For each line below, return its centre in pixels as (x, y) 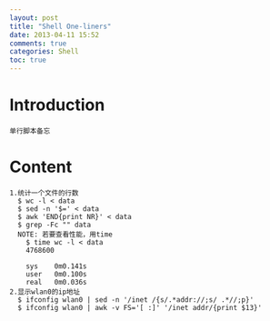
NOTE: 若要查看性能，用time (65, 234)
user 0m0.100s (57, 274)
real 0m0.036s (57, 282)
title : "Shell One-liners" (60, 26)
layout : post (34, 18)
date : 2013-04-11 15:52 (55, 35)
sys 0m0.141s (57, 266)
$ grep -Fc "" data (55, 225)
